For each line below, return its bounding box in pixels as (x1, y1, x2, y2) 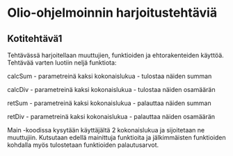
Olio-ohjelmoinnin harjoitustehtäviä (7, 5, 218, 21)
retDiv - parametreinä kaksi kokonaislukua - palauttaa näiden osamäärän (7, 113, 216, 120)
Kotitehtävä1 (7, 33, 63, 45)
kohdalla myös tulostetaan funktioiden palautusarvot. (7, 141, 159, 149)
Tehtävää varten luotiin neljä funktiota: (7, 58, 117, 67)
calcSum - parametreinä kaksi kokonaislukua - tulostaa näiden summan (7, 72, 212, 80)
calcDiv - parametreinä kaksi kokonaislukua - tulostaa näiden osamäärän (7, 86, 216, 93)
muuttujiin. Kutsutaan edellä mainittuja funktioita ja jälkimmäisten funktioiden (7, 134, 226, 141)
